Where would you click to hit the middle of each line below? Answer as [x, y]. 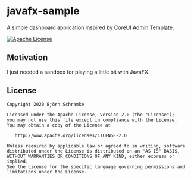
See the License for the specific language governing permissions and [96, 167]
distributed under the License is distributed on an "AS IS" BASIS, [93, 151]
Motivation [27, 58]
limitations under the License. [47, 172]
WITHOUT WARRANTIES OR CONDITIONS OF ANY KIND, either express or [91, 156]
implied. [18, 162]
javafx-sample [43, 11]
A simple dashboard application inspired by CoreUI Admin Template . [90, 27]
